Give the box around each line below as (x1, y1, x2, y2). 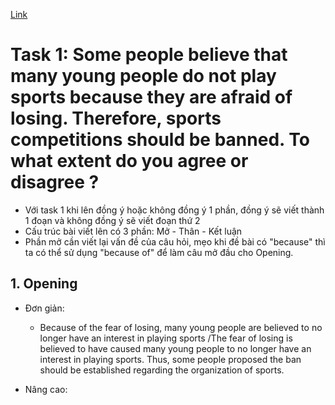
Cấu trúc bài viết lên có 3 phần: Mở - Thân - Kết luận (24, 225, 243, 237)
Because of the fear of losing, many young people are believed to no (39, 321, 323, 333)
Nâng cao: (24, 383, 68, 395)
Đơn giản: (24, 302, 65, 314)
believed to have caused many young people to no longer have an (39, 342, 312, 354)
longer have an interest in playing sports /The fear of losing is (39, 332, 293, 344)
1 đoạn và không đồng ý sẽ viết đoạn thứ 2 (24, 214, 201, 226)
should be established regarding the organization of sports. (39, 364, 285, 376)
